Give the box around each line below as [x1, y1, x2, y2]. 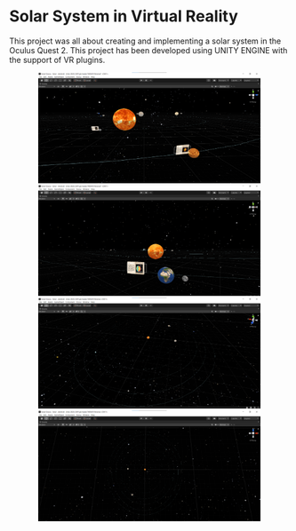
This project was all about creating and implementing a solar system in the [9, 36, 282, 46]
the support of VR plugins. [9, 54, 106, 65]
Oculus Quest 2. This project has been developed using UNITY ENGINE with [9, 44, 288, 55]
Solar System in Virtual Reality [9, 6, 238, 27]
